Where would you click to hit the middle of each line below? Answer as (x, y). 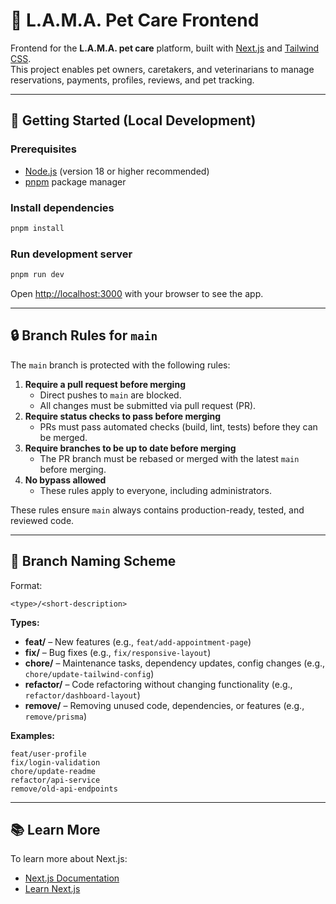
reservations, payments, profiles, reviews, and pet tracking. (132, 80)
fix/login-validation (55, 762)
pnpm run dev (37, 275)
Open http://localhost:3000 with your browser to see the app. (137, 293)
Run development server (71, 254)
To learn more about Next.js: (69, 859)
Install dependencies (62, 207)
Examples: (32, 735)
